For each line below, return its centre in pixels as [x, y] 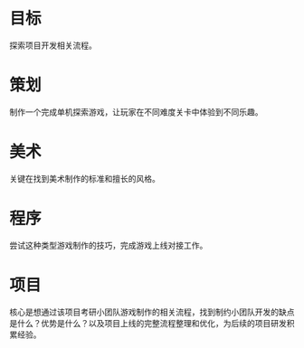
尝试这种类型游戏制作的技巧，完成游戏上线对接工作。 [109, 245]
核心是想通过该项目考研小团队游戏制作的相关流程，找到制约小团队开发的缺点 [152, 312]
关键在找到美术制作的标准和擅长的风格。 [85, 178]
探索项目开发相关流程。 [53, 45]
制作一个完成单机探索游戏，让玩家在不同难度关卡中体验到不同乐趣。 [136, 112]
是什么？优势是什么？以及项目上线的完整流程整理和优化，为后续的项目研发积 [152, 323]
